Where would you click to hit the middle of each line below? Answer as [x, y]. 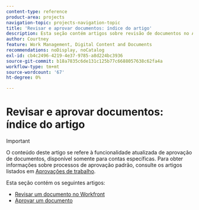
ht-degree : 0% [24, 77]
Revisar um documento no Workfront [60, 194]
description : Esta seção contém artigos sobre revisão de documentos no [98, 34]
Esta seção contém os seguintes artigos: [56, 183]
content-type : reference [37, 12]
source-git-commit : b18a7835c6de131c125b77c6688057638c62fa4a [84, 61]
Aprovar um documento [44, 201]
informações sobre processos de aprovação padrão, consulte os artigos [94, 165]
